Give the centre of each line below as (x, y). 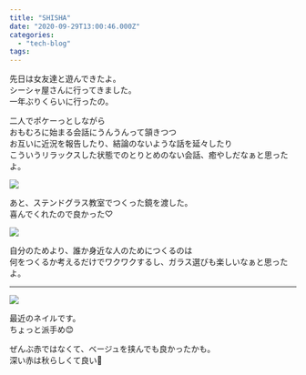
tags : (20, 52)
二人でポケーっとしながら (57, 121)
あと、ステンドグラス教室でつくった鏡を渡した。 (101, 203)
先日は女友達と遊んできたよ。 (65, 79)
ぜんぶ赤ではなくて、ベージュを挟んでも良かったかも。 (112, 349)
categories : (32, 35)
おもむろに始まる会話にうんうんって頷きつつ (93, 132)
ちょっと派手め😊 (42, 329)
